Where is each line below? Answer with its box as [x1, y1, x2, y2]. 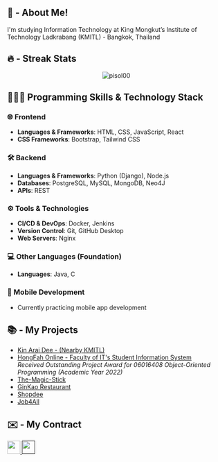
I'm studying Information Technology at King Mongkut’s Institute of [7, 25, 197, 33]
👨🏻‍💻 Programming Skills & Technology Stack [7, 92, 203, 103]
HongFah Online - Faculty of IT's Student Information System [17, 353, 192, 361]
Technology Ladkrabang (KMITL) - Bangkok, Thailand [7, 33, 161, 41]
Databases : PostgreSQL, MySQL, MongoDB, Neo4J [17, 178, 165, 187]
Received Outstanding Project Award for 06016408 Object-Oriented [17, 361, 211, 369]
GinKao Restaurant [17, 383, 71, 391]
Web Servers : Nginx [17, 234, 76, 242]
